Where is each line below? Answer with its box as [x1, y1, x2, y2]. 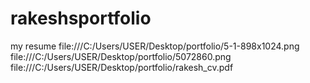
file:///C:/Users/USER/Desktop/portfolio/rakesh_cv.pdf [10, 61, 234, 73]
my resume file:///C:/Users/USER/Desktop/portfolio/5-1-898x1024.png [10, 40, 300, 52]
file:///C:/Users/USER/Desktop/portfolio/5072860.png [10, 50, 232, 62]
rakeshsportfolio [10, 7, 152, 30]
